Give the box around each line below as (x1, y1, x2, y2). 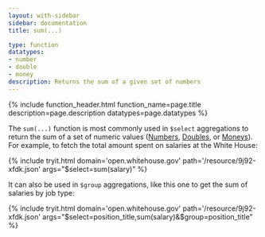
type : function (8, 41, 59, 49)
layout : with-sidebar (8, 11, 80, 20)
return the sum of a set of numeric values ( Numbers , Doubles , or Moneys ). (8, 132, 253, 142)
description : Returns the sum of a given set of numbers (8, 77, 201, 86)
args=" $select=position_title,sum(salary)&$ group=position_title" (42, 212, 253, 221)
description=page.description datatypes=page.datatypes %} (8, 108, 208, 118)
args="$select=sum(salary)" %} (42, 164, 148, 173)
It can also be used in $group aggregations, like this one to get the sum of (8, 180, 248, 189)
